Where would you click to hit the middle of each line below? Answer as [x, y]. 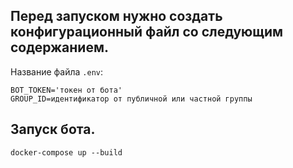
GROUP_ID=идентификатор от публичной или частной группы [131, 99]
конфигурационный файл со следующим [147, 32]
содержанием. [60, 47]
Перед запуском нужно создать [116, 16]
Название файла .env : [57, 71]
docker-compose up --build [66, 152]
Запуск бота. [53, 129]
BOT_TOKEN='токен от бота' [66, 90]
